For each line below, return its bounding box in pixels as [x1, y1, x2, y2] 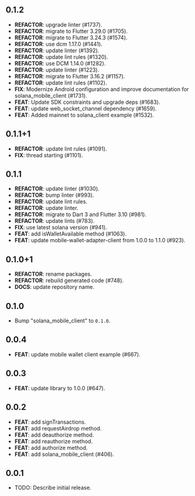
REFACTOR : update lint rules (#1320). [14, 53, 108, 60]
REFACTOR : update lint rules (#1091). [14, 145, 107, 152]
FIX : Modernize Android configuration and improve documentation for [14, 85, 189, 93]
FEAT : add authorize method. [14, 444, 88, 451]
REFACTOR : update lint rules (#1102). [14, 79, 107, 86]
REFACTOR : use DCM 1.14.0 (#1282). [14, 59, 106, 67]
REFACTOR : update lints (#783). [14, 217, 95, 225]
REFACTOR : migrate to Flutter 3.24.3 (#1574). [14, 33, 128, 41]
